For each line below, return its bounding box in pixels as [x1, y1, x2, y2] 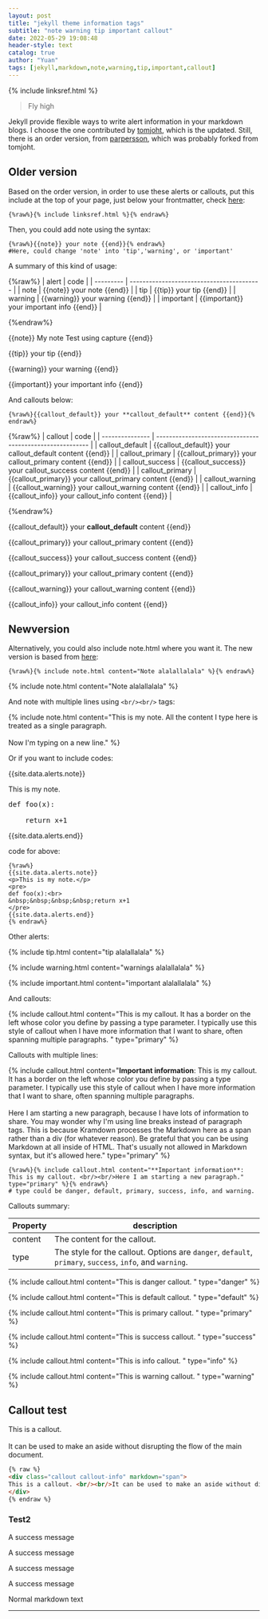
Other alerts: [8, 932, 49, 942]
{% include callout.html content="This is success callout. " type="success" [8, 1332, 257, 1342]
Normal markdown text [8, 1594, 84, 1604]
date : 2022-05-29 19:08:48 [8, 34, 98, 42]
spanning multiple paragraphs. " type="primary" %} [8, 1035, 179, 1044]
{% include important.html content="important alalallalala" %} [8, 979, 211, 988]
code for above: [8, 847, 61, 856]
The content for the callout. [54, 1234, 156, 1245]
